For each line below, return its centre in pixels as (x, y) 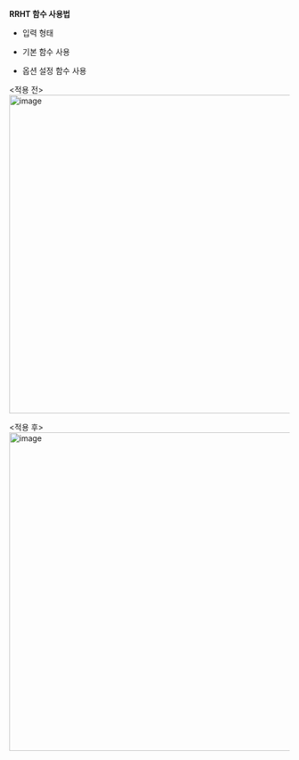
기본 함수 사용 (46, 52)
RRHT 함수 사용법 (40, 14)
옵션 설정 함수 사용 (54, 71)
